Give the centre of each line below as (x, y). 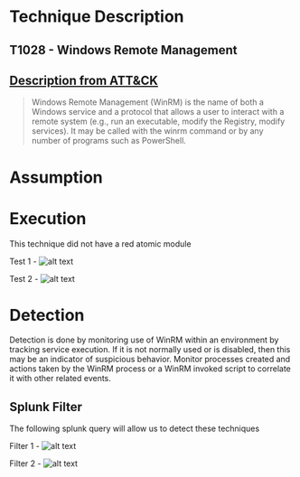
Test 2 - (24, 278)
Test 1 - (23, 261)
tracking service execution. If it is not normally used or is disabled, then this (150, 350)
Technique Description (97, 17)
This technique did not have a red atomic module (100, 243)
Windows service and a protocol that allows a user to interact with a (158, 112)
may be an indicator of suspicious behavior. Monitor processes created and (150, 360)
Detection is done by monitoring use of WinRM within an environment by (144, 340)
